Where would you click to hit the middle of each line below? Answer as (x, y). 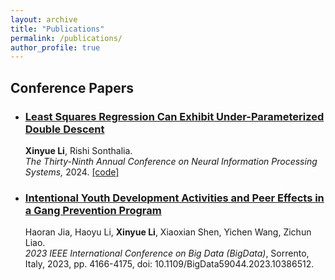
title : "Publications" (57, 29)
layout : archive (44, 19)
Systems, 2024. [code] (72, 172)
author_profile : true (55, 47)
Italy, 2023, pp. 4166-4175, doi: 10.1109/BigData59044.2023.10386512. (169, 264)
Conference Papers (72, 87)
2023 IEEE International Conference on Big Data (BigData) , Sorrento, (167, 253)
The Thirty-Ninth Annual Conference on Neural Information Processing (171, 161)
